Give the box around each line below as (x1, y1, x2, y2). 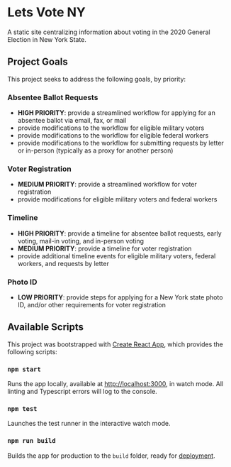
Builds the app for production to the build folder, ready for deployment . (7, 451, 215, 460)
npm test (7, 405, 38, 412)
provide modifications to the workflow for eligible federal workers (17, 131, 209, 140)
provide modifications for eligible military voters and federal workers (17, 195, 218, 204)
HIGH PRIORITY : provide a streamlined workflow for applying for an (17, 109, 216, 117)
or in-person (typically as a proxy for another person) (17, 146, 174, 155)
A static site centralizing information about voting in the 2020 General (7, 28, 210, 36)
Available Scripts (7, 321, 84, 334)
